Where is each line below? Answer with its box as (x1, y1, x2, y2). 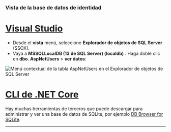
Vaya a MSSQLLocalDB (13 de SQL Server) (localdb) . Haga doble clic (12, 50, 160, 56)
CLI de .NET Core (5, 89, 79, 101)
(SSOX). (12, 45, 30, 51)
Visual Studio (5, 23, 63, 35)
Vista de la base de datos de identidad (5, 4, 102, 11)
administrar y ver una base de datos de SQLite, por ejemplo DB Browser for (5, 111, 163, 117)
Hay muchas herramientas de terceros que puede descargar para (5, 106, 143, 112)
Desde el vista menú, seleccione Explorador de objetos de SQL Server (12, 40, 163, 46)
